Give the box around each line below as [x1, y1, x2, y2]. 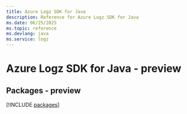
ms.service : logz [6, 36, 49, 42]
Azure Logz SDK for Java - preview [6, 62, 182, 75]
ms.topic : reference [6, 25, 57, 31]
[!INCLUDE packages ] [6, 102, 60, 108]
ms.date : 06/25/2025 [6, 20, 57, 26]
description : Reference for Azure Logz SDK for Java [6, 14, 139, 20]
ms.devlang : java [6, 31, 49, 37]
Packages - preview [6, 85, 81, 96]
